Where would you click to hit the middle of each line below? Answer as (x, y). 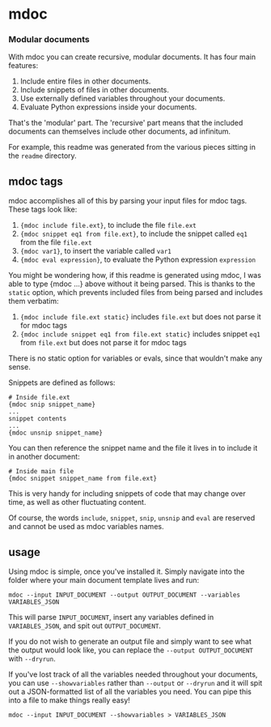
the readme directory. (42, 156)
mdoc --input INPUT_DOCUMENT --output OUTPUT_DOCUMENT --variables (125, 595)
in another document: (44, 457)
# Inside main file (41, 472)
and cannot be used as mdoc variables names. (86, 527)
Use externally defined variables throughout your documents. (123, 99)
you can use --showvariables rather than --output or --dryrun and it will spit (135, 683)
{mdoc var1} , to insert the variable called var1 (95, 251)
